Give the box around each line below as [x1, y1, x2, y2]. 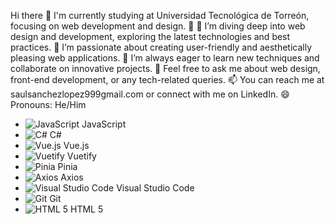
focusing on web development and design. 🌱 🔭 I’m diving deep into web [10, 20, 306, 32]
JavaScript [81, 118, 127, 130]
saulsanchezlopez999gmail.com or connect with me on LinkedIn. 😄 [10, 88, 290, 100]
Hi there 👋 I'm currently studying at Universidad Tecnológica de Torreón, [10, 10, 310, 21]
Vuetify [66, 150, 97, 162]
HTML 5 [69, 203, 104, 215]
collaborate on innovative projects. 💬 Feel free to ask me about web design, [10, 63, 321, 74]
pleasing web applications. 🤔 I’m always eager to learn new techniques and [10, 52, 320, 64]
